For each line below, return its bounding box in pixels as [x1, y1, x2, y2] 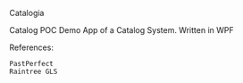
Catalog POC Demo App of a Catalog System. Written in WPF [9, 25, 234, 35]
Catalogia [9, 8, 45, 18]
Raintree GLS [9, 67, 58, 76]
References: [9, 42, 54, 53]
